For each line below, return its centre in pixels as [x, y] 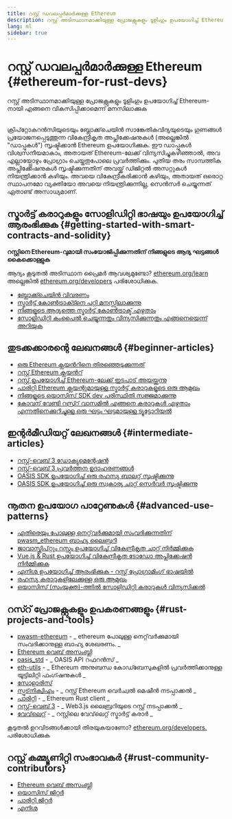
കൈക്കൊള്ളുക [28, 259]
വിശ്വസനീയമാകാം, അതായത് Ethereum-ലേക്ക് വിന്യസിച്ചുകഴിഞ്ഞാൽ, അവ [114, 153]
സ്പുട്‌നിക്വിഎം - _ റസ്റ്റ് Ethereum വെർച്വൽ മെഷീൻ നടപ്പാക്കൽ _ [107, 691]
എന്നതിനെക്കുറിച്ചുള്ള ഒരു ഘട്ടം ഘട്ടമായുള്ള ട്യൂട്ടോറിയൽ [94, 411]
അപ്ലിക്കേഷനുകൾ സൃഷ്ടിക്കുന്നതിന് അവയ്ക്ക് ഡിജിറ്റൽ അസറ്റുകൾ [97, 169]
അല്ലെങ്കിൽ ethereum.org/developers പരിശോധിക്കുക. [83, 281]
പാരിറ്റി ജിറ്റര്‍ [35, 800]
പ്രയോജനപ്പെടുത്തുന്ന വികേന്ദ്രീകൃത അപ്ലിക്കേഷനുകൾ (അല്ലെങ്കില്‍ [98, 138]
